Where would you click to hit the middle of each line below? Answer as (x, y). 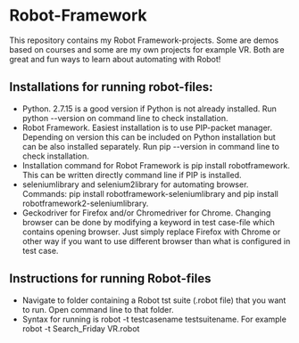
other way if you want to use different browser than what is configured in (156, 241)
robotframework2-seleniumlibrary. (85, 203)
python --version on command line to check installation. (125, 118)
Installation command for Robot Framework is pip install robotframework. (156, 165)
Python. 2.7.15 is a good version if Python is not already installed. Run (149, 109)
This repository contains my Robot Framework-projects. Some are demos (144, 40)
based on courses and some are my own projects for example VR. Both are (147, 49)
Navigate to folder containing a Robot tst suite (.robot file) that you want (154, 300)
